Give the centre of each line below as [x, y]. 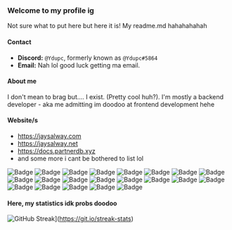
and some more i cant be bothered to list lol [80, 158]
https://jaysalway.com [49, 136]
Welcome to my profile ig [51, 11]
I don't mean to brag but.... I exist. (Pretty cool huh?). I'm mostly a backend [115, 96]
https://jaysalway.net [48, 143]
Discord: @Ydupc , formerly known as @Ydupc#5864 [88, 58]
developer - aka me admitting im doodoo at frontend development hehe [111, 104]
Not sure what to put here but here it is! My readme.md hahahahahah [107, 26]
